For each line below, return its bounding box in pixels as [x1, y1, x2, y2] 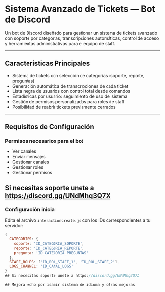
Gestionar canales [12, 159, 49, 165]
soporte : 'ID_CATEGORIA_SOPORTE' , [14, 241, 84, 246]
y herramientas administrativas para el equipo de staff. [5, 40, 115, 46]
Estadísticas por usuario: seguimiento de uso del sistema [12, 93, 128, 99]
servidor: [5, 223, 24, 229]
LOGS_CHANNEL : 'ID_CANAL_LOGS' [9, 264, 74, 269]
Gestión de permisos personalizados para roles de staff [12, 98, 125, 104]
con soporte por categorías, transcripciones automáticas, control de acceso [5, 35, 159, 41]
